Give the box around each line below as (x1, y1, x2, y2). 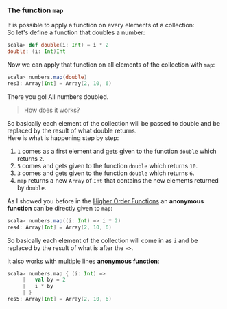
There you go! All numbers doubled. (7, 92, 109, 101)
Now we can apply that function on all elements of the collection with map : (7, 60, 215, 69)
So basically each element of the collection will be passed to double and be (7, 119, 221, 127)
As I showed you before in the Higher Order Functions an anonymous (7, 196, 204, 205)
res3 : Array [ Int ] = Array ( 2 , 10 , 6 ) (7, 80, 112, 87)
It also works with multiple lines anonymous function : (7, 257, 160, 265)
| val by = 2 (22, 277, 67, 284)
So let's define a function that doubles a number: (7, 28, 145, 36)
